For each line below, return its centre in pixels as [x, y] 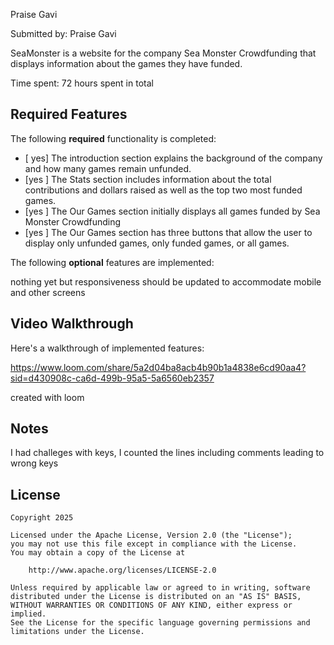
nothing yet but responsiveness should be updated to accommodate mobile [166, 281]
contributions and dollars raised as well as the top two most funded [163, 190]
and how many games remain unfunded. [108, 168]
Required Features [69, 114]
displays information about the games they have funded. [126, 63]
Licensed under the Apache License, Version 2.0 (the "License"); [151, 535]
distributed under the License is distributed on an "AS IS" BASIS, [156, 597]
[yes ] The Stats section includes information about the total [148, 179]
